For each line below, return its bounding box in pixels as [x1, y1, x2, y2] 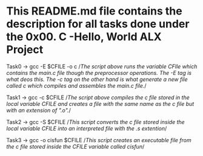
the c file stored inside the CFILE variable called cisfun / [6, 143, 145, 150]
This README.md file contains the [6, 4, 183, 18]
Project [6, 43, 44, 57]
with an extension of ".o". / [6, 106, 71, 114]
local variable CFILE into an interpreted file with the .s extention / [6, 125, 167, 132]
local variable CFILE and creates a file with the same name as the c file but [6, 100, 195, 107]
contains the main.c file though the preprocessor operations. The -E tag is [6, 69, 192, 76]
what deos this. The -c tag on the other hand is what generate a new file [6, 76, 188, 83]
